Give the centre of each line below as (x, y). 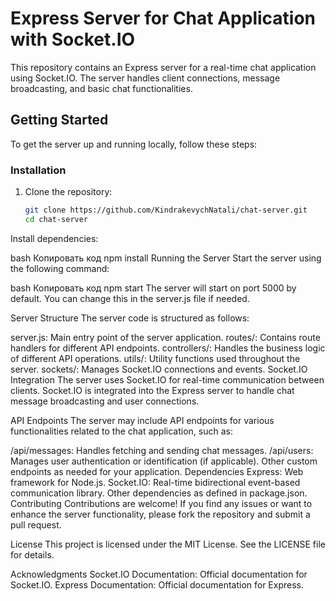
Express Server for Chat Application (163, 18)
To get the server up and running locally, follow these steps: (134, 144)
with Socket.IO (73, 39)
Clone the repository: (68, 192)
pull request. (36, 524)
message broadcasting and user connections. (105, 401)
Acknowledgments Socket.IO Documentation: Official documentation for (159, 574)
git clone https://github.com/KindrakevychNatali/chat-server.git (166, 210)
